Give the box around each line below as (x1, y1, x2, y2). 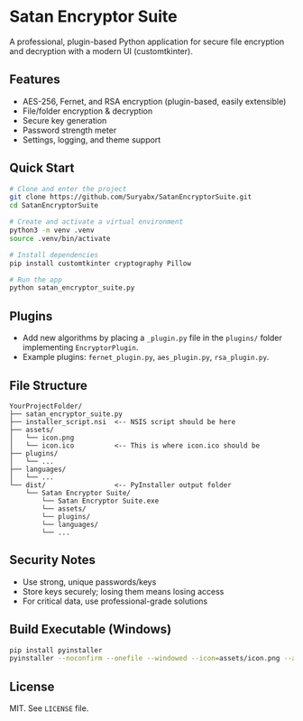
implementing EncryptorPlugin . (22, 342, 139, 353)
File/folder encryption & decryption (22, 106, 153, 116)
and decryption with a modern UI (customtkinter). (9, 45, 194, 56)
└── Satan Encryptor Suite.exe (41, 496, 160, 505)
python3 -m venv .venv (9, 226, 95, 236)
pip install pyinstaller (9, 645, 103, 655)
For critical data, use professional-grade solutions (22, 596, 208, 606)
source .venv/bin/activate (9, 234, 111, 243)
